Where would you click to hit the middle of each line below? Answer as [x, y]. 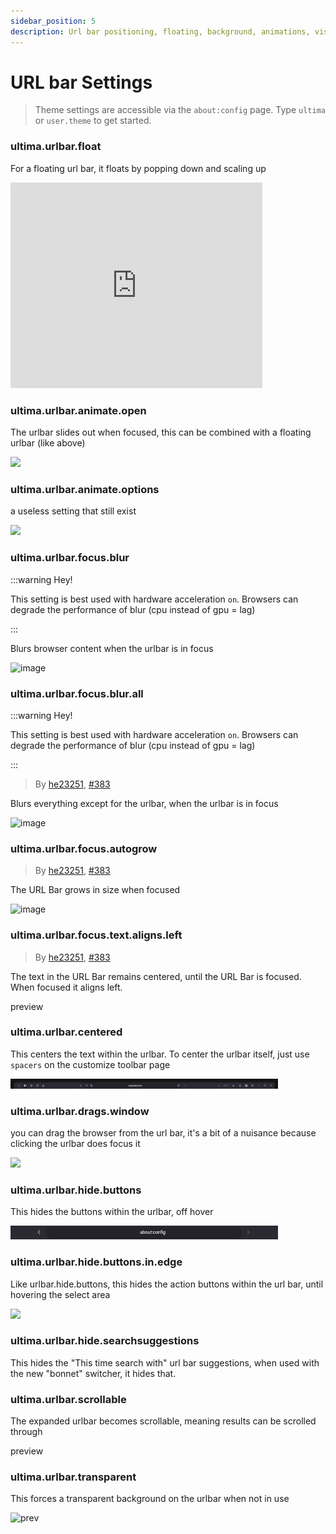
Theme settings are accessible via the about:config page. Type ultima [180, 110]
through [26, 1432]
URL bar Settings [81, 82]
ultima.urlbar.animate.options [85, 489]
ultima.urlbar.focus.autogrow [84, 848]
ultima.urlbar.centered [66, 1032]
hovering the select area [60, 1294]
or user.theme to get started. [93, 121]
